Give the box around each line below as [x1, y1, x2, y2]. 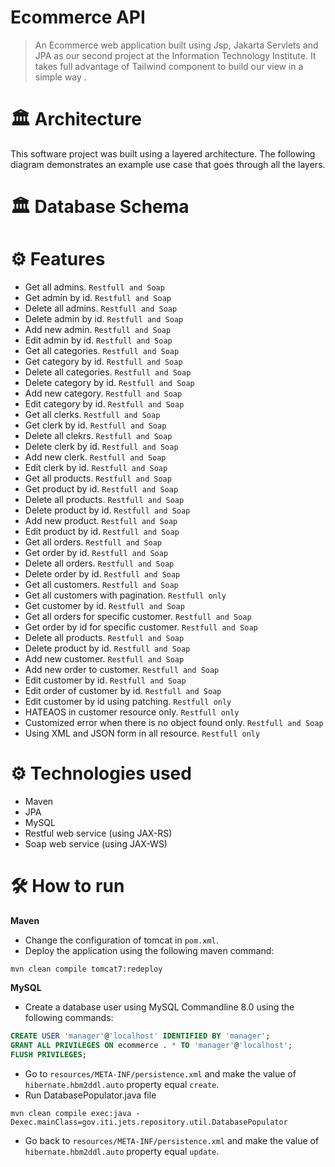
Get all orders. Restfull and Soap [24, 536, 163, 548]
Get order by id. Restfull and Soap [24, 547, 169, 558]
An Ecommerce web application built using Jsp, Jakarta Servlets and [34, 39, 319, 51]
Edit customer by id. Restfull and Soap [24, 674, 187, 686]
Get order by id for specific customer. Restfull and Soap [24, 621, 258, 633]
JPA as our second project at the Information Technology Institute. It [34, 49, 317, 61]
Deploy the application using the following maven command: [24, 944, 275, 956]
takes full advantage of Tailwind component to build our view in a [34, 60, 304, 72]
